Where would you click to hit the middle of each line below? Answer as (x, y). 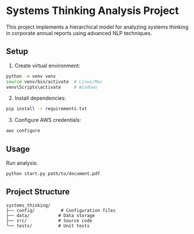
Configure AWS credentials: (48, 120)
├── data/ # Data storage (50, 215)
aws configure (23, 131)
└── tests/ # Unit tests (48, 226)
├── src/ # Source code (49, 221)
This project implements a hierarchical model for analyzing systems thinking (97, 27)
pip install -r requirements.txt (47, 109)
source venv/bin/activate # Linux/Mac (54, 82)
